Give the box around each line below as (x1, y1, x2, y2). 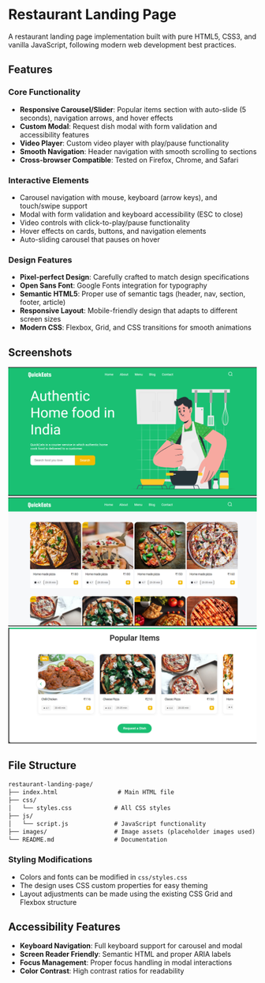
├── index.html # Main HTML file (8, 789, 175, 797)
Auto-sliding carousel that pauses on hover (19, 235, 160, 244)
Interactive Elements (8, 175, 89, 186)
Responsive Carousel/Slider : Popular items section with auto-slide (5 (19, 104, 247, 114)
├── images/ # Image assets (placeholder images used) (8, 828, 256, 836)
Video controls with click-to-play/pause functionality (19, 217, 191, 227)
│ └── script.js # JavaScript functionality (8, 820, 207, 828)
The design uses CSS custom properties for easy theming (19, 880, 208, 890)
